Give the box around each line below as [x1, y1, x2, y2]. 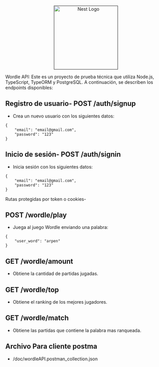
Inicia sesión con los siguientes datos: [12, 164, 93, 170]
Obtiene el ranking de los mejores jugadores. [12, 299, 107, 305]
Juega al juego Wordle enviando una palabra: [12, 224, 108, 231]
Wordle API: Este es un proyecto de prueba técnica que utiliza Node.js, [5, 74, 154, 80]
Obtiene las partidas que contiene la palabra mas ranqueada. [12, 327, 142, 333]
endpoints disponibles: [5, 85, 53, 90]
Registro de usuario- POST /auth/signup [5, 99, 137, 108]
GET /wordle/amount [5, 257, 73, 266]
